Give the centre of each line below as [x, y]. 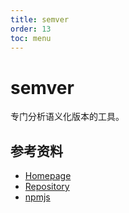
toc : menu [31, 38]
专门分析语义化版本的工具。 [67, 117]
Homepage [48, 176]
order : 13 [31, 29]
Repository [47, 187]
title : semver [40, 19]
